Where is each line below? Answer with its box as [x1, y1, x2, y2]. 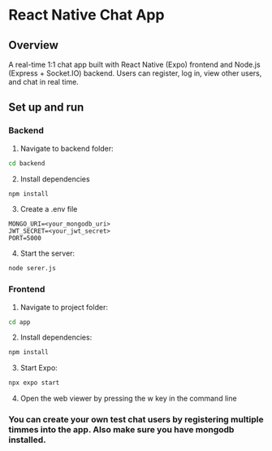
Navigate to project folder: [19, 302, 108, 312]
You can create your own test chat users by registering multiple [8, 414, 264, 425]
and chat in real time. [8, 77, 79, 86]
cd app [8, 317, 31, 326]
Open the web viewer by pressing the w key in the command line [19, 393, 237, 404]
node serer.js [8, 265, 57, 273]
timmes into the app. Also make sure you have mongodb [8, 424, 235, 436]
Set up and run [8, 100, 84, 115]
